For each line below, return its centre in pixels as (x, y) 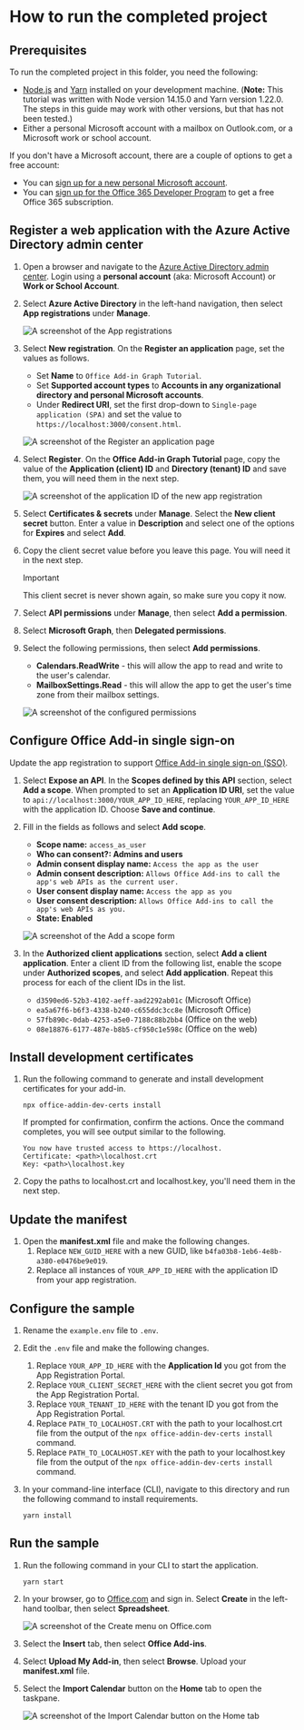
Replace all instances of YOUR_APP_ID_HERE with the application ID (157, 1270)
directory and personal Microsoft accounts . (120, 395)
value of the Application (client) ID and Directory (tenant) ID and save (155, 469)
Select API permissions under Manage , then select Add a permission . (155, 613)
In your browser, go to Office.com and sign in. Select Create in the (147, 1598)
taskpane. (41, 1698)
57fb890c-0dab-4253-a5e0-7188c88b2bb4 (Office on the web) (147, 1019)
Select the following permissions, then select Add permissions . (141, 648)
